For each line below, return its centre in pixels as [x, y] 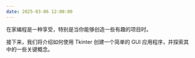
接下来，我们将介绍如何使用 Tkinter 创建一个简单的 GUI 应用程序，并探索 [95, 41]
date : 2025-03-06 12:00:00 [39, 12]
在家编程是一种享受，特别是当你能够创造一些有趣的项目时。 [79, 29]
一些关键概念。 [35, 49]
